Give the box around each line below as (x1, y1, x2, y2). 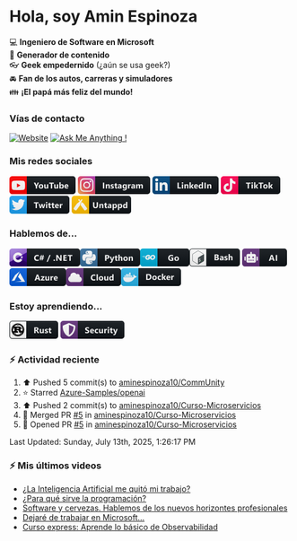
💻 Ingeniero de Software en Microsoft (9, 36, 154, 47)
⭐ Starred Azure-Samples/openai (22, 388, 145, 398)
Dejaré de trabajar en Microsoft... (22, 511, 145, 522)
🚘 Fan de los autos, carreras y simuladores (9, 73, 173, 83)
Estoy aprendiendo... (9, 300, 103, 312)
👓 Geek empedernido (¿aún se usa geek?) (9, 59, 171, 70)
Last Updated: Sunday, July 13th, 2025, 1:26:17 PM (9, 437, 196, 448)
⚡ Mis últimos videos (9, 459, 102, 472)
